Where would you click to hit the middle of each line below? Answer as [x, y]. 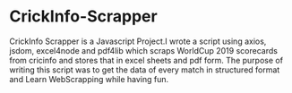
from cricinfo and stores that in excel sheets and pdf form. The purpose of [146, 60]
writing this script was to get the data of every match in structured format [145, 70]
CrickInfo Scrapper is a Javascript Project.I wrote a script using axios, [138, 41]
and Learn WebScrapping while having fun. [89, 79]
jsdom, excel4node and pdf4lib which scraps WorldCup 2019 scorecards [143, 50]
